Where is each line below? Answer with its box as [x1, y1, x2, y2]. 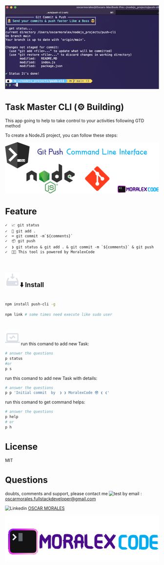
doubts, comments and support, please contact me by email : [5, 490, 142, 496]
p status [5, 356, 23, 361]
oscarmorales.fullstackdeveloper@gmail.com [5, 496, 96, 502]
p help [5, 415, 19, 419]
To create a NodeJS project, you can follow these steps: [5, 132, 118, 138]
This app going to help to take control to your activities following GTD [5, 118, 144, 124]
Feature [5, 206, 37, 217]
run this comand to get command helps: [5, 399, 85, 405]
